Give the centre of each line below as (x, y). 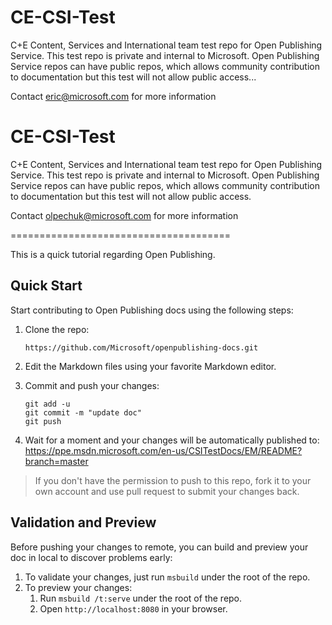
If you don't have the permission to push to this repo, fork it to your (173, 480)
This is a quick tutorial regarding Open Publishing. (113, 254)
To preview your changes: (78, 587)
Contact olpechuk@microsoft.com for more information (124, 215)
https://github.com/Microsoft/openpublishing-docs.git (141, 347)
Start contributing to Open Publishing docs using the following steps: (152, 310)
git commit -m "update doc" (83, 412)
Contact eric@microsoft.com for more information (113, 96)
